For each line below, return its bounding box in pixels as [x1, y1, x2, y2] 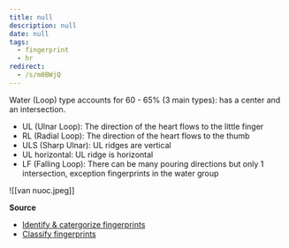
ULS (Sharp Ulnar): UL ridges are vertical [21, 139, 171, 150]
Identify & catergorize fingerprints [21, 219, 146, 229]
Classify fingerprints [21, 229, 96, 239]
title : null [9, 12, 53, 22]
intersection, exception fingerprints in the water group [21, 168, 219, 178]
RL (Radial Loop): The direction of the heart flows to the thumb [21, 130, 250, 141]
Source [9, 202, 37, 213]
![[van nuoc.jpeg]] [9, 184, 75, 195]
